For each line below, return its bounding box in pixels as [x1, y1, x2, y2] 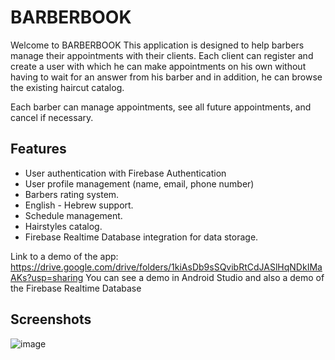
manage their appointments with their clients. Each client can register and [10, 49, 314, 61]
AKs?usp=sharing [10, 271, 84, 283]
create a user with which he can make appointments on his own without [10, 60, 307, 72]
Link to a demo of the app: [10, 250, 119, 262]
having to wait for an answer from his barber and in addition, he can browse [10, 71, 323, 83]
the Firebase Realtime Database [10, 282, 142, 294]
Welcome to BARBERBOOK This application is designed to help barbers [10, 39, 305, 51]
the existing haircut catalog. [10, 81, 125, 93]
